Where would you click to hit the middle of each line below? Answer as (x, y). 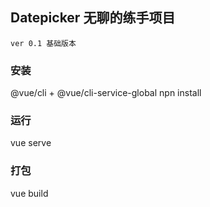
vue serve (31, 143)
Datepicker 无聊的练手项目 (93, 18)
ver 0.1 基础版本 (43, 43)
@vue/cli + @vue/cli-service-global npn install (106, 93)
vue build (29, 193)
